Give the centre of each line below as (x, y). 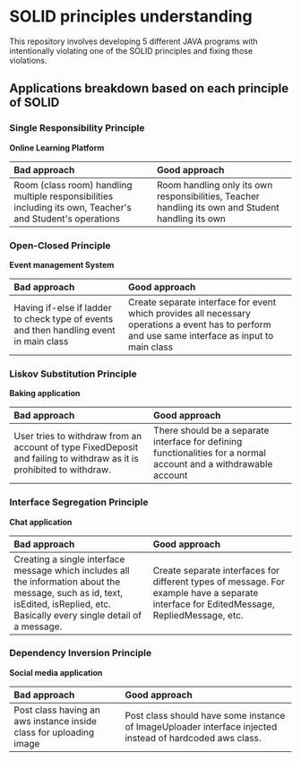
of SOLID (34, 103)
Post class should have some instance (205, 715)
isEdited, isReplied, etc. (63, 604)
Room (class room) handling (73, 185)
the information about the (67, 582)
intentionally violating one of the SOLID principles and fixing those (131, 50)
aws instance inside (55, 721)
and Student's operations (67, 219)
